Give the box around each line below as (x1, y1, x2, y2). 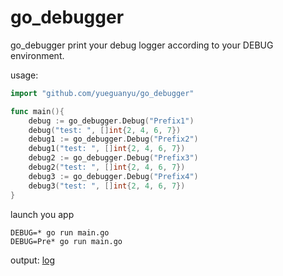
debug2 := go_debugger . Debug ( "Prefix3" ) (28, 153, 199, 163)
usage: (10, 69, 39, 81)
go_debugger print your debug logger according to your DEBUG (10, 39, 274, 51)
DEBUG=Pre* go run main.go (10, 236, 123, 246)
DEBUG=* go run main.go (10, 227, 110, 238)
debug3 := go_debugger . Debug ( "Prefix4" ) (28, 171, 199, 181)
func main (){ (10, 106, 65, 116)
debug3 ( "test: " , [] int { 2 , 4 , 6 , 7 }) (28, 181, 186, 191)
